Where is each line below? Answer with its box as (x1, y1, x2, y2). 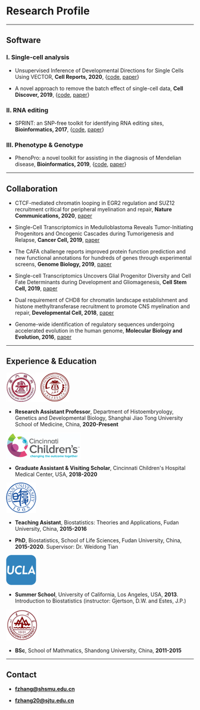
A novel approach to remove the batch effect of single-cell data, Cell (14, 85, 183, 92)
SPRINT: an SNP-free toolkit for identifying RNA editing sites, (14, 119, 164, 127)
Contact (6, 669, 37, 680)
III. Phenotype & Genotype (6, 140, 83, 149)
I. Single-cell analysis (6, 53, 70, 62)
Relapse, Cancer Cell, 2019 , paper (14, 236, 100, 244)
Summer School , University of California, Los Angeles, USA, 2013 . (14, 591, 179, 598)
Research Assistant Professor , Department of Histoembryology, (14, 408, 174, 415)
